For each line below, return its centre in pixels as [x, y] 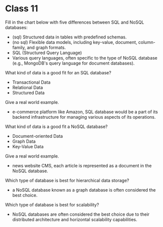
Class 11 [22, 9]
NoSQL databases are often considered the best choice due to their [81, 214]
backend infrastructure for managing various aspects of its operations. [84, 117]
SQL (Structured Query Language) [47, 53]
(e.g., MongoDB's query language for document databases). [73, 63]
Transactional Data [31, 82]
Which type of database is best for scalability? [52, 204]
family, [19, 47]
